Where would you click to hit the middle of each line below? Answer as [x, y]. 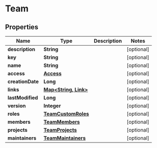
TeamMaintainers [65, 138]
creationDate [23, 81]
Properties [22, 27]
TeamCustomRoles [66, 114]
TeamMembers [62, 122]
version [17, 106]
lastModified [23, 98]
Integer [52, 106]
